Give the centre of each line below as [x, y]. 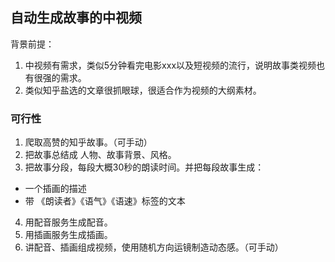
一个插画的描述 [55, 189]
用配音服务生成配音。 [68, 222]
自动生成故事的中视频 [76, 18]
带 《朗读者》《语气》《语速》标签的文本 [105, 201]
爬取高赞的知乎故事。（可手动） [88, 142]
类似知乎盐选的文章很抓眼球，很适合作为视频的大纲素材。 [143, 90]
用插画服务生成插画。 [68, 235]
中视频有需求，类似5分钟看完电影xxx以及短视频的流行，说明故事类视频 [170, 65]
